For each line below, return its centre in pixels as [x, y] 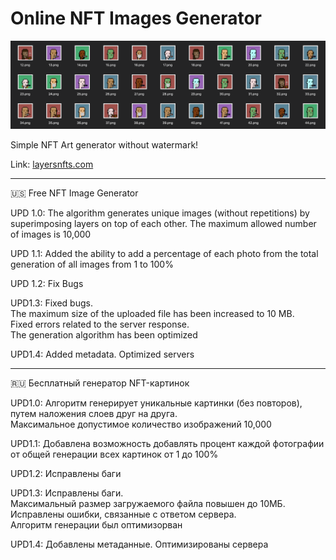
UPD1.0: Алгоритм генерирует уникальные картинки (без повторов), [156, 403]
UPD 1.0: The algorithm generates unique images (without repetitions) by [160, 213]
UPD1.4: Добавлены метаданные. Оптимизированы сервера [139, 544]
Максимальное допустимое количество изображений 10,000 [141, 424]
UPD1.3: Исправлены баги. [67, 493]
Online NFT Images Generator [136, 18]
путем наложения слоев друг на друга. [94, 414]
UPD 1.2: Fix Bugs [47, 284]
